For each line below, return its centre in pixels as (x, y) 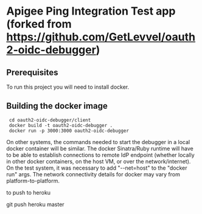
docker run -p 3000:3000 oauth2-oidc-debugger (69, 131)
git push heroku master (36, 204)
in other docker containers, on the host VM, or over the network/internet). (99, 161)
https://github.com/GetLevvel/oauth (101, 37)
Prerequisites (32, 72)
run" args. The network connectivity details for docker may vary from (93, 174)
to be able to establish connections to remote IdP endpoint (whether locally (100, 155)
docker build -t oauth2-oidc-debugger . (61, 125)
